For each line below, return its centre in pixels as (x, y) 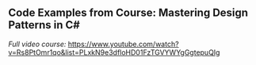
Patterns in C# (44, 25)
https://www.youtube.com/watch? (124, 44)
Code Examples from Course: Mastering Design (128, 13)
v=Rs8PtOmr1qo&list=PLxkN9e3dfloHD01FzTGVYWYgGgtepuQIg (114, 52)
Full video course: (37, 44)
